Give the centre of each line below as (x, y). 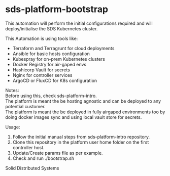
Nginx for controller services (42, 75)
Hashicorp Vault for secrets (41, 70)
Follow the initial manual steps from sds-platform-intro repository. (81, 137)
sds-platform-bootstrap (57, 9)
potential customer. (25, 106)
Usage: (13, 127)
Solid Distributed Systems (32, 168)
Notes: (12, 90)
